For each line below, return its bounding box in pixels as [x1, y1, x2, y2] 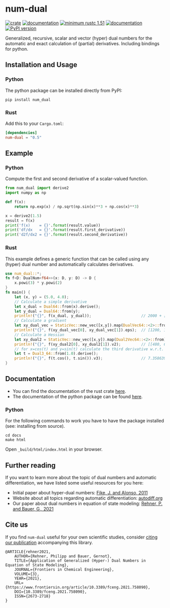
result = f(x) [5, 218, 35, 223]
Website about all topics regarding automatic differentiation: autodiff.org [12, 495, 163, 501]
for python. [5, 46, 29, 52]
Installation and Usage [5, 60, 77, 69]
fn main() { [5, 290, 30, 295]
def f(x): [5, 199, 26, 205]
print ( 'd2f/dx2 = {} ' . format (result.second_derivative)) [5, 232, 128, 238]
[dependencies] [5, 130, 37, 135]
